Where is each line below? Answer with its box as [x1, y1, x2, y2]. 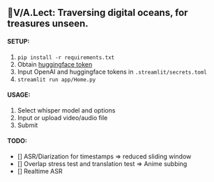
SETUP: [7, 37, 30, 45]
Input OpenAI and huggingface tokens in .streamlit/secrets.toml [17, 67, 208, 76]
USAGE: [7, 91, 31, 99]
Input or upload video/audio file [17, 113, 108, 122]
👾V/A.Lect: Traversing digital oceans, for [7, 7, 188, 19]
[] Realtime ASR [17, 167, 63, 175]
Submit [17, 121, 38, 129]
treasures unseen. [7, 18, 89, 30]
